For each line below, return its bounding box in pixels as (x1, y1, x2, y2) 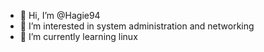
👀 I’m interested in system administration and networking (19, 20, 255, 32)
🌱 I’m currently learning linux (19, 31, 138, 42)
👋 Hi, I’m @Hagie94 (19, 10, 101, 21)
